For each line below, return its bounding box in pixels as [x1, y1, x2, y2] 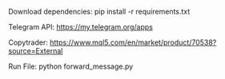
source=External [8, 46, 63, 55]
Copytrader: [8, 38, 48, 47]
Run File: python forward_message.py [8, 61, 134, 71]
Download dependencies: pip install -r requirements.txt [8, 7, 191, 16]
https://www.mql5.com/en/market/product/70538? [49, 38, 217, 47]
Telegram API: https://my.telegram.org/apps [8, 22, 154, 31]
